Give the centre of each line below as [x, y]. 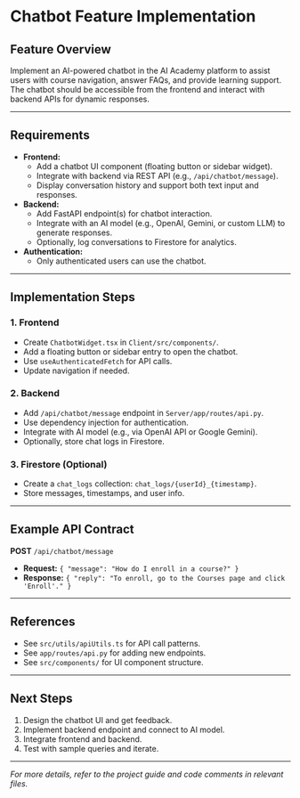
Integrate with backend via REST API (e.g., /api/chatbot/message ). [157, 175]
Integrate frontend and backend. [82, 739]
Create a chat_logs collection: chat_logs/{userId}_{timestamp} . [140, 484]
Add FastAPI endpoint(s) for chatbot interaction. [124, 213]
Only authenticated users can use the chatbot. [122, 261]
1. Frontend [35, 322]
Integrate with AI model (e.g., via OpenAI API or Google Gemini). [140, 432]
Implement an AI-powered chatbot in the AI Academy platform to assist [140, 70]
